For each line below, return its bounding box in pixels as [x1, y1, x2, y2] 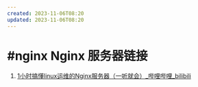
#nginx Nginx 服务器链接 [7, 48, 149, 64]
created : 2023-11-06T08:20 [7, 10, 84, 17]
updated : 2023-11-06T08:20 [7, 16, 84, 23]
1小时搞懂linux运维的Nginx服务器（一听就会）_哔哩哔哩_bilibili [16, 72, 192, 80]
